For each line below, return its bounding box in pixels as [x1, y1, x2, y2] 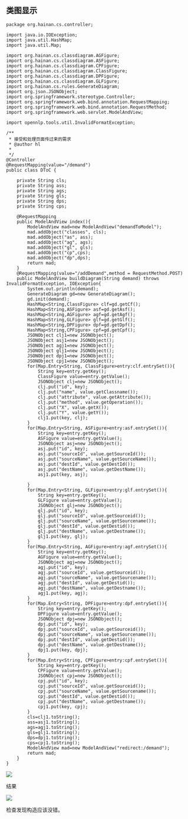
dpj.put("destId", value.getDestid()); [37, 636, 136, 643]
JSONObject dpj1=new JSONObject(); [27, 353, 115, 358]
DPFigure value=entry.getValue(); [37, 611, 123, 617]
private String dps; [17, 198, 67, 204]
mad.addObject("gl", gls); [27, 244, 94, 251]
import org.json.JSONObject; [6, 88, 78, 94]
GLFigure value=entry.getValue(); [37, 497, 123, 503]
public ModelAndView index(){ [17, 219, 91, 225]
